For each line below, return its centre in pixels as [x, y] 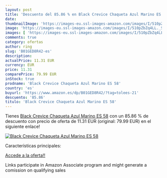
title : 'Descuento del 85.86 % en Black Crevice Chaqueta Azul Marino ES [83, 14]
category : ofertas [24, 42]
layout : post [19, 10]
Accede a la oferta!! [25, 155]
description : [19, 56]
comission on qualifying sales [36, 170]
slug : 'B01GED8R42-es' [29, 51]
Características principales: [33, 146]
